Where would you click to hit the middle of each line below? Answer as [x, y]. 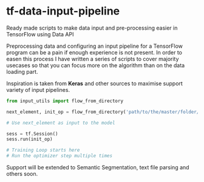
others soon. [22, 174]
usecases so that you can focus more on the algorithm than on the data [96, 65]
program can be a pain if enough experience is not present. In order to [94, 52]
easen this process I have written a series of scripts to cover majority [93, 59]
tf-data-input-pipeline [63, 11]
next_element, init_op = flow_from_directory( [66, 112]
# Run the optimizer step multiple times [59, 156]
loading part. [22, 71]
